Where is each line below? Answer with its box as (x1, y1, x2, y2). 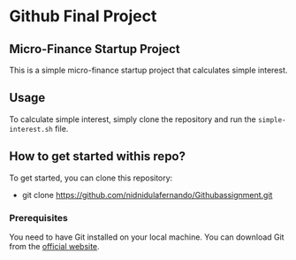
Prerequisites (9, 211, 68, 224)
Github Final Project (9, 6, 157, 27)
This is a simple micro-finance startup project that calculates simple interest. (9, 65, 288, 75)
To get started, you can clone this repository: (9, 172, 173, 183)
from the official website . (9, 241, 100, 251)
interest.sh (9, 125, 53, 134)
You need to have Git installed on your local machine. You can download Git (9, 232, 285, 242)
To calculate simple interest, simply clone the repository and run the (9, 113, 256, 125)
